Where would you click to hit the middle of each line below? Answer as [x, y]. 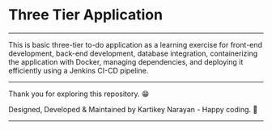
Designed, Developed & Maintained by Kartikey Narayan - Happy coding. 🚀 [133, 109]
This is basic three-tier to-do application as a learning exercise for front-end [136, 44]
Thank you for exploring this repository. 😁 [79, 94]
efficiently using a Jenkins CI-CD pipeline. [79, 70]
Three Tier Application [86, 15]
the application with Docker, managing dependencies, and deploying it [126, 61]
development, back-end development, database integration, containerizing [133, 53]
